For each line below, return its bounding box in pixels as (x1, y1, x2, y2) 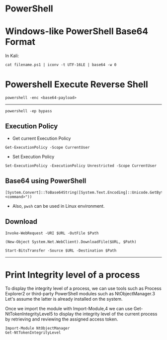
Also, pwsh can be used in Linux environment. (12, 203, 105, 209)
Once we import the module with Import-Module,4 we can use (5, 306, 133, 312)
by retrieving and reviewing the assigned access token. (5, 316, 118, 322)
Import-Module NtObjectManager (5, 326, 70, 331)
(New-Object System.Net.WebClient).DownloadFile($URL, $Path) (5, 239, 137, 244)
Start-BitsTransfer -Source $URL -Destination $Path (5, 248, 117, 253)
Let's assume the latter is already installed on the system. (5, 296, 123, 302)
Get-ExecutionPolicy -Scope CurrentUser (5, 145, 90, 150)
